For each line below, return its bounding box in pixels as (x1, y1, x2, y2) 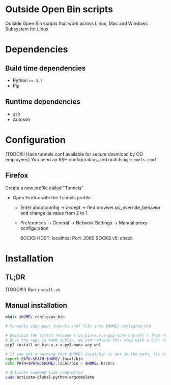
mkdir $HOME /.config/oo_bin (5, 314, 65, 320)
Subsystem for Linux (5, 25, 49, 32)
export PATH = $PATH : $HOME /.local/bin (5, 356, 83, 362)
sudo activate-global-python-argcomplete (5, 375, 95, 380)
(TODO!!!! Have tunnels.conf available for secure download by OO (5, 151, 144, 157)
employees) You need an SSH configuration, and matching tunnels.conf (5, 156, 157, 162)
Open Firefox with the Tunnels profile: (12, 194, 92, 200)
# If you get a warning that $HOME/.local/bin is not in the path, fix (5, 351, 160, 357)
